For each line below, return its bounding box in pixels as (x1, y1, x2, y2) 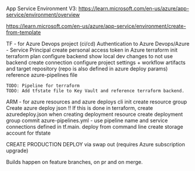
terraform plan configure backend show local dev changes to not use (6, 53, 173, 59)
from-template (6, 29, 41, 36)
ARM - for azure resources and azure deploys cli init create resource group (6, 98, 187, 105)
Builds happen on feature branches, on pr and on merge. (6, 159, 143, 165)
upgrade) (6, 147, 29, 154)
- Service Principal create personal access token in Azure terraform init (6, 46, 178, 53)
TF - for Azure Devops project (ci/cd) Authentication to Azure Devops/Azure (6, 41, 190, 47)
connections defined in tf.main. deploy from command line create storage (6, 123, 183, 130)
